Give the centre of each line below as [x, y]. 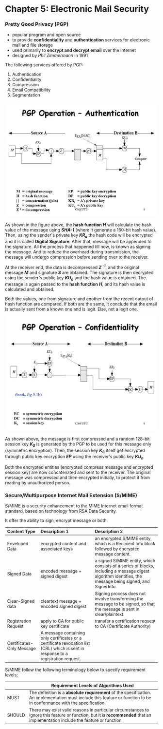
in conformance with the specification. [67, 703]
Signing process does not [120, 594]
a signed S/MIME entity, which [125, 561]
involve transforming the [119, 598]
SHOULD [16, 715]
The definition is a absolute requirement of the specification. [90, 692]
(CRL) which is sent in [62, 649]
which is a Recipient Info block [125, 544]
